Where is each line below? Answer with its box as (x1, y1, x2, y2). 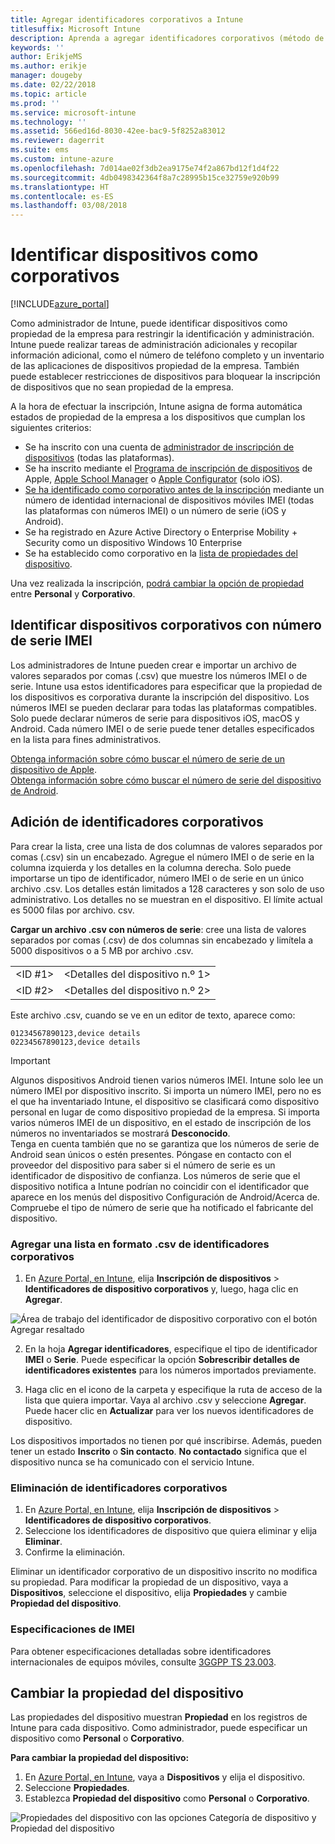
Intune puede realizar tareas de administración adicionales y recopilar (10, 339, 298, 351)
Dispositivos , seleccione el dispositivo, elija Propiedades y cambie (10, 1587, 288, 1599)
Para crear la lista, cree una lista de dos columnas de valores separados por (10, 840, 323, 852)
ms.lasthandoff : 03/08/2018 (10, 201, 128, 211)
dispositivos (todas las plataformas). (24, 452, 175, 464)
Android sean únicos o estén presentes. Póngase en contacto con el (10, 1148, 292, 1160)
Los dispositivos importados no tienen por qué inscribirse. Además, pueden (10, 1434, 322, 1446)
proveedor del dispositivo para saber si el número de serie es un (10, 1159, 276, 1171)
